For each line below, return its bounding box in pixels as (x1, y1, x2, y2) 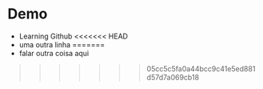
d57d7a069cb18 (146, 72, 200, 82)
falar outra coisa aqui (18, 48, 90, 58)
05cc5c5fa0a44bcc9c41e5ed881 (146, 63, 256, 73)
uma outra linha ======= (18, 39, 106, 49)
